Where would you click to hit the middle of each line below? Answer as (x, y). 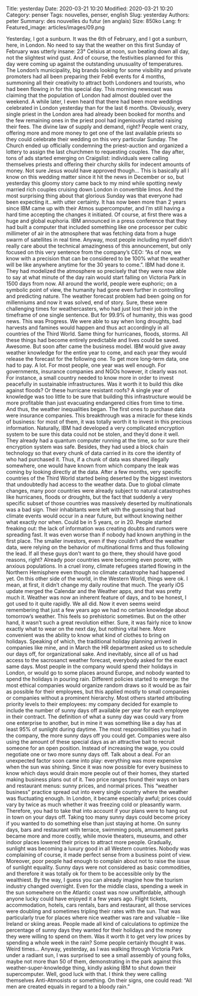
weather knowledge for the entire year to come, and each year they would (96, 353)
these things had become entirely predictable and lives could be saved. (93, 340)
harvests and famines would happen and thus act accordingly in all (87, 328)
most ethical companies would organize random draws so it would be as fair (99, 685)
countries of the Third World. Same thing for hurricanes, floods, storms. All (97, 334)
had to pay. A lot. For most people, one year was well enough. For (86, 365)
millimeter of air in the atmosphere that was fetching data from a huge (91, 233)
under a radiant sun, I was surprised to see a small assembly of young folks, (99, 955)
